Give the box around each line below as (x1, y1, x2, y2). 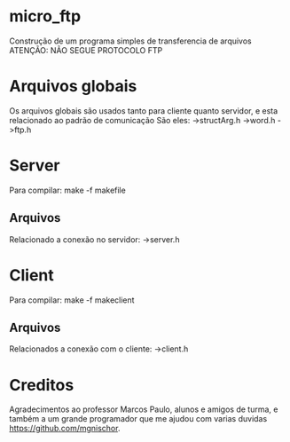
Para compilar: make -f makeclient (9, 295, 135, 305)
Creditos (9, 375, 74, 395)
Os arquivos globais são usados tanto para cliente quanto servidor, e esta (9, 105, 278, 116)
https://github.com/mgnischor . (9, 423, 121, 434)
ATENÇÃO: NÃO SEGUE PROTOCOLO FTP (9, 44, 163, 55)
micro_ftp (9, 6, 82, 27)
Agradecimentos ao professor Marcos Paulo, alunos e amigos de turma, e (9, 404, 278, 414)
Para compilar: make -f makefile (9, 185, 126, 195)
